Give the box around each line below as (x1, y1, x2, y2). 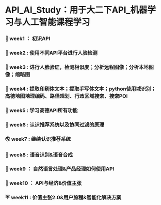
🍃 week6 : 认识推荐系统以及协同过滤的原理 (5, 121, 104, 128)
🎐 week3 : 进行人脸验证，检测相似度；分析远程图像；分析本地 (5, 64, 149, 71)
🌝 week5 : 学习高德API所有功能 (5, 107, 78, 113)
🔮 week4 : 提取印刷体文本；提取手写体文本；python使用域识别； (5, 85, 156, 92)
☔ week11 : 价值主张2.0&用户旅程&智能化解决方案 (5, 194, 122, 201)
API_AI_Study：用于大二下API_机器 (5, 4, 147, 16)
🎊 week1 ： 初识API (5, 35, 50, 42)
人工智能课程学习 (22, 17, 91, 28)
